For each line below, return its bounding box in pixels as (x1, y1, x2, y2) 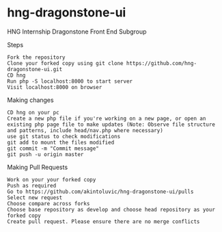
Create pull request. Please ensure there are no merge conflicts (7, 218, 200, 225)
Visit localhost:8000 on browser (7, 83, 102, 90)
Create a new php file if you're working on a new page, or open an (7, 115, 206, 122)
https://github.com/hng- (126, 60, 197, 66)
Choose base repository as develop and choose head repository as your (7, 206, 215, 213)
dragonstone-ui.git (7, 66, 63, 73)
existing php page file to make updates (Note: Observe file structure (7, 121, 215, 128)
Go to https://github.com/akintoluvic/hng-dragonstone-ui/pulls (7, 188, 194, 195)
